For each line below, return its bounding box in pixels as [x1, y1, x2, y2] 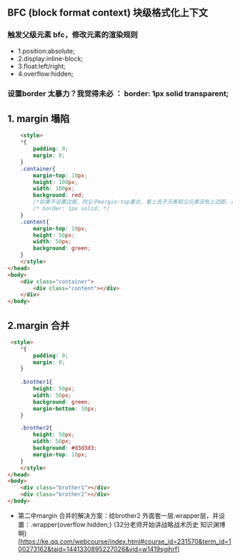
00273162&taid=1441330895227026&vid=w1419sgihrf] [17, 544, 180, 553]
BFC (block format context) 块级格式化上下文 [7, 6, 209, 19]
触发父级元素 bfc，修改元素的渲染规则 [7, 30, 138, 40]
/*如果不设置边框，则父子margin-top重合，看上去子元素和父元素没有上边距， [33, 198, 231, 205]
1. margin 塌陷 [7, 113, 70, 125]
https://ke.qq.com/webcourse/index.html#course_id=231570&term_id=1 [20, 537, 231, 546]
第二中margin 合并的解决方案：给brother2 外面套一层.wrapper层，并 [17, 511, 219, 519]
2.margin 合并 [7, 320, 70, 332]
